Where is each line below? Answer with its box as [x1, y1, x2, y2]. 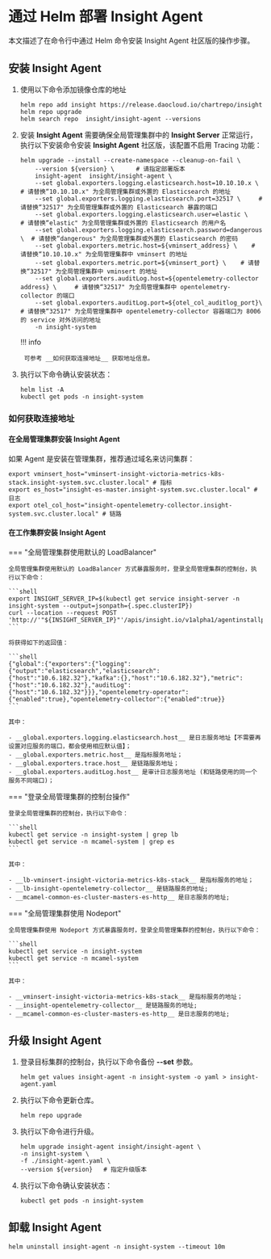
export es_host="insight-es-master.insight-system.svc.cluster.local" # [8, 486, 258, 494]
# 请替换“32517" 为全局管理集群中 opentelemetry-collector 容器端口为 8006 [19, 307, 261, 315]
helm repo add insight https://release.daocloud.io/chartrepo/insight [19, 100, 263, 109]
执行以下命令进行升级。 [19, 1126, 98, 1136]
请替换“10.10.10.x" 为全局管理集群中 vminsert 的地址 [19, 250, 188, 259]
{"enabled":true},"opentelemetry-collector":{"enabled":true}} [8, 696, 226, 704]
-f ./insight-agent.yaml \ [19, 1156, 111, 1164]
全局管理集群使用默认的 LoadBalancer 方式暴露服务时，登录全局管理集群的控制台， [8, 565, 252, 574]
